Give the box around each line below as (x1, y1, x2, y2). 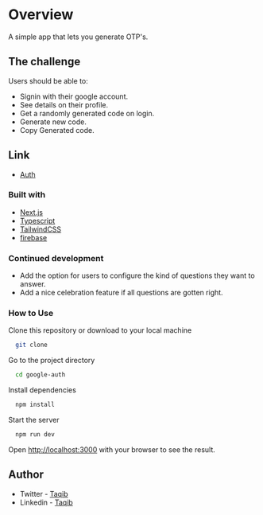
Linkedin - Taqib (19, 497, 73, 507)
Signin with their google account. (19, 92, 129, 101)
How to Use (8, 308, 54, 319)
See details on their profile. (19, 99, 109, 109)
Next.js (19, 207, 44, 217)
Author (8, 468, 44, 482)
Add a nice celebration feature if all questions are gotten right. (19, 288, 224, 298)
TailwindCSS (19, 224, 62, 234)
